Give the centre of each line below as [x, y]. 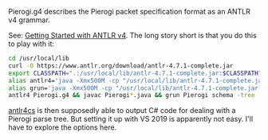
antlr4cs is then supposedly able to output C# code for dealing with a [122, 111]
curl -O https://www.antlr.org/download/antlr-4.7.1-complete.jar [121, 66]
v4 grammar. [29, 20]
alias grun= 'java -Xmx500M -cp [60, 88]
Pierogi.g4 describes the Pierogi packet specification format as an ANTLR [130, 12]
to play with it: [31, 44]
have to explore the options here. [63, 127]
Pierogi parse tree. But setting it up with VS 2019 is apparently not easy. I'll [131, 119]
